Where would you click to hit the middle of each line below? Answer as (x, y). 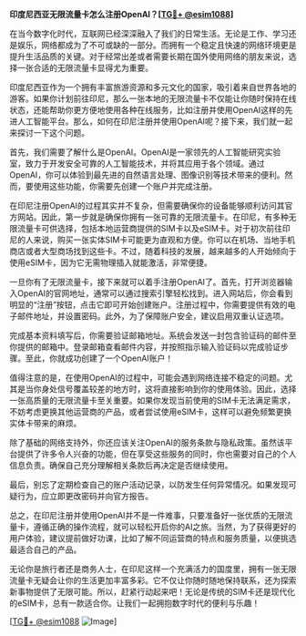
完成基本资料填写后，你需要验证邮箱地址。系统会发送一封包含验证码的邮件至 (153, 335)
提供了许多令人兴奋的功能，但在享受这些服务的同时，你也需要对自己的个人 (157, 454)
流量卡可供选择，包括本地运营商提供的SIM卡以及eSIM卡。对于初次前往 (149, 228)
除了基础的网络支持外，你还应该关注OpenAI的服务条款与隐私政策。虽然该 (147, 442)
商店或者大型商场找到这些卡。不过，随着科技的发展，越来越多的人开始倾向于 (153, 251)
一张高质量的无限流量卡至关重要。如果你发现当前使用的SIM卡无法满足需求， (153, 400)
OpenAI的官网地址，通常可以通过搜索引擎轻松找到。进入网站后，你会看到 (155, 293)
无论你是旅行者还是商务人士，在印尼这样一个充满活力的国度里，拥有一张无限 (153, 569)
